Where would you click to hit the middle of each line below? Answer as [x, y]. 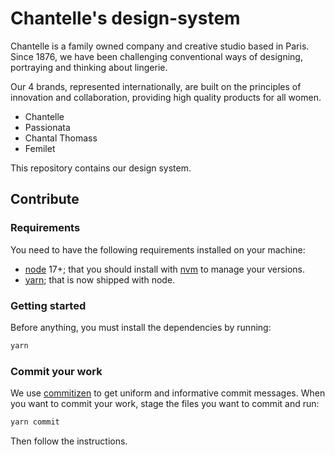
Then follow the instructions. [69, 441]
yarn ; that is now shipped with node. [100, 279]
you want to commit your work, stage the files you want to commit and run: [165, 404]
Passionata [47, 127]
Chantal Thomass [61, 138]
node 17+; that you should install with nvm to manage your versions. [165, 269]
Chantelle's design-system [125, 18]
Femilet [40, 148]
